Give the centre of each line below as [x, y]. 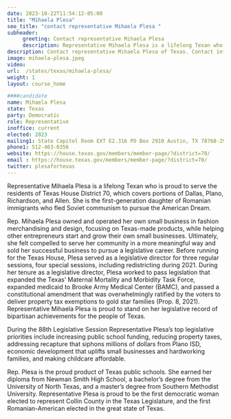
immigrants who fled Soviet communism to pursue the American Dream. [109, 207]
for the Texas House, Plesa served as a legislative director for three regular [113, 258]
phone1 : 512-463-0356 [38, 147]
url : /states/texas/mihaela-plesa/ [59, 71]
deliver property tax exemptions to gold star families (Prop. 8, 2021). [104, 301]
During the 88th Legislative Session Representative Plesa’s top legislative [111, 329]
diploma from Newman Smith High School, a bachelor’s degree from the [109, 379]
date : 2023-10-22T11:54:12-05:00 [55, 13]
